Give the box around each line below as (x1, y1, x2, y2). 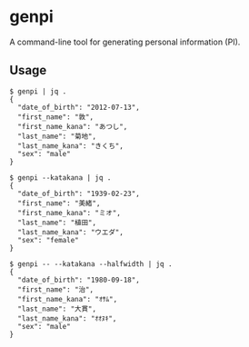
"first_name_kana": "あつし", (17, 122, 128, 131)
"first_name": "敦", (17, 112, 94, 122)
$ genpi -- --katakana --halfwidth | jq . (9, 259, 173, 269)
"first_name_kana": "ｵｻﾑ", (17, 294, 118, 303)
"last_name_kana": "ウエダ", (17, 227, 124, 237)
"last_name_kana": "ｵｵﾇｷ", (17, 313, 117, 323)
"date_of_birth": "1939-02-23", (17, 189, 141, 198)
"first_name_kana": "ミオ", (17, 208, 121, 217)
